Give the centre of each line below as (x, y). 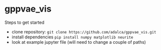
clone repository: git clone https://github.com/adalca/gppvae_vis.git (84, 32)
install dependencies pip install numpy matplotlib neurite (72, 37)
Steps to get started (25, 22)
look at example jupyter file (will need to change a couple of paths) (79, 42)
